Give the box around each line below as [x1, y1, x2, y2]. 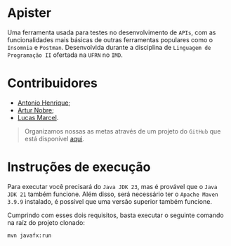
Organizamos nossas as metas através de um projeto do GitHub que [24, 127, 221, 135]
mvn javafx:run [7, 232, 52, 239]
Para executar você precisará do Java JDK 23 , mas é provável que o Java [7, 182, 218, 190]
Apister [7, 5, 51, 21]
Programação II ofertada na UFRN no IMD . [7, 51, 123, 59]
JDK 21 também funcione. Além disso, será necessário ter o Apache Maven [7, 190, 219, 198]
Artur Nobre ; [17, 105, 54, 114]
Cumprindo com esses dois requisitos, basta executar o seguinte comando [7, 211, 224, 219]
